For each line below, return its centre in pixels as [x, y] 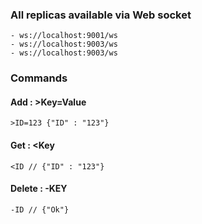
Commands [39, 78]
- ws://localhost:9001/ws [64, 36]
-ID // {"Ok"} [40, 209]
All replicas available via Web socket [101, 15]
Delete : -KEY [39, 189]
